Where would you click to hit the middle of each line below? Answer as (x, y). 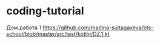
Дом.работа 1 (24, 27)
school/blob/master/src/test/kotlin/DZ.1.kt (58, 33)
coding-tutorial (45, 11)
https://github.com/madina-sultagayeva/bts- (98, 27)
